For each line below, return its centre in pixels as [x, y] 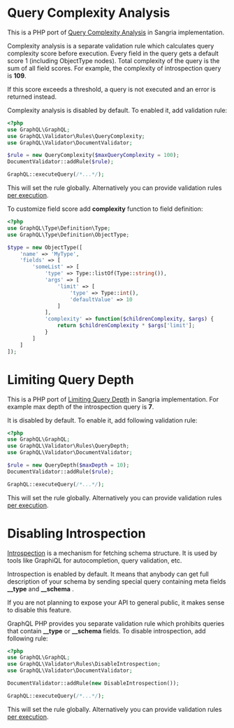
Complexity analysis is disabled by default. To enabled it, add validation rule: [117, 110]
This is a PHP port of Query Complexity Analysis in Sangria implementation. [116, 32]
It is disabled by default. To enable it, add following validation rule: [102, 420]
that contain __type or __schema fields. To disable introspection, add [107, 631]
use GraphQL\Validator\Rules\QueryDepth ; [68, 446]
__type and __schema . [41, 589]
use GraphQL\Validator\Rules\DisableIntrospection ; [84, 664]
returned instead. [32, 97]
